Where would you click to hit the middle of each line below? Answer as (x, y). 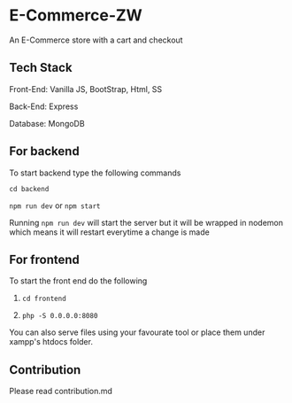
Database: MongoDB (47, 123)
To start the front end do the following (78, 281)
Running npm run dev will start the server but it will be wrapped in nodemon (146, 222)
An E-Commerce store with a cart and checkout (96, 40)
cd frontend (44, 299)
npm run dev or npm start (55, 205)
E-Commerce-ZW (76, 15)
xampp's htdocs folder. (51, 342)
